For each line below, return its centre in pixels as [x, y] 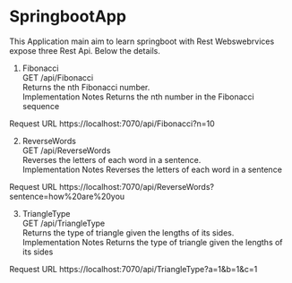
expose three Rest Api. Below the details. [85, 50]
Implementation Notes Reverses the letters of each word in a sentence [152, 169]
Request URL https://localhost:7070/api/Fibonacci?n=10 [112, 124]
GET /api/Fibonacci [58, 77]
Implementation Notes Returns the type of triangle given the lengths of [153, 242]
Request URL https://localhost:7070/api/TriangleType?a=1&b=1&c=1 [133, 269]
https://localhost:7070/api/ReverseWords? [137, 186]
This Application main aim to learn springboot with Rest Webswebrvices [142, 41]
